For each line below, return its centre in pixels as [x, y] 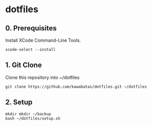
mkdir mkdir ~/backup [28, 114]
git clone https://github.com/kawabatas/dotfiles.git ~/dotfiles [76, 87]
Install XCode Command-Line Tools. [43, 40]
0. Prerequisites [31, 28]
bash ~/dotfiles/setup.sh [33, 118]
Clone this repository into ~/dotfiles [43, 77]
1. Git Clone [24, 65]
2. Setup [19, 102]
